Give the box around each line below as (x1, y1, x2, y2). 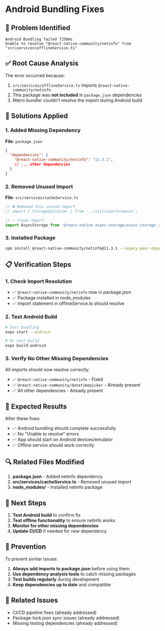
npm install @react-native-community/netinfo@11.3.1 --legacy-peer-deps (5, 246, 160, 251)
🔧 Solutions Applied (5, 112, 68, 120)
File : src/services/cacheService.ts (5, 195, 79, 201)
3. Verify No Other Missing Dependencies (5, 355, 109, 362)
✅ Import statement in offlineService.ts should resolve (12, 300, 124, 306)
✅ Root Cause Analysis (5, 59, 79, 68)
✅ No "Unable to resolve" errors (12, 431, 79, 437)
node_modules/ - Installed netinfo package (12, 484, 103, 490)
